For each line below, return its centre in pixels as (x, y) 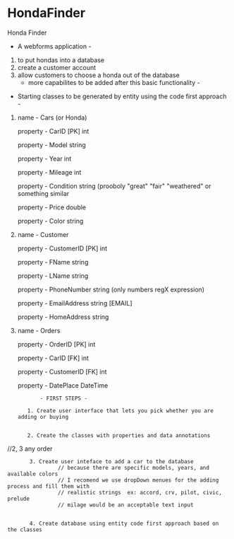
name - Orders (39, 330)
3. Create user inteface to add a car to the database (111, 461)
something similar (43, 193)
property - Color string (50, 221)
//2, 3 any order (30, 448)
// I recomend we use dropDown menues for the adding (138, 480)
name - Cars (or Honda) (52, 117)
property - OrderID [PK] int (56, 344)
